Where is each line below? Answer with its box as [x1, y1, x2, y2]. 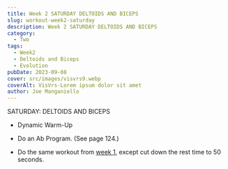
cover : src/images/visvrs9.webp [7, 75, 101, 82]
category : [7, 29, 36, 37]
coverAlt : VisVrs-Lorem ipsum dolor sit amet [7, 82, 142, 89]
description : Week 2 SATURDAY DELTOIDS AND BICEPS [7, 23, 158, 30]
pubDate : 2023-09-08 [7, 68, 68, 75]
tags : [7, 43, 23, 50]
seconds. [17, 155, 45, 164]
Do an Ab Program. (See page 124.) [17, 134, 120, 143]
